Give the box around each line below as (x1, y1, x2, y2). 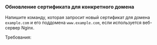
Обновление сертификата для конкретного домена (5, 3, 135, 10)
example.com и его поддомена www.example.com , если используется (5, 20, 142, 25)
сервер (5, 25, 20, 31)
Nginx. (21, 25, 35, 31)
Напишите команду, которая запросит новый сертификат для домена (5, 15, 150, 21)
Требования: (5, 34, 32, 40)
